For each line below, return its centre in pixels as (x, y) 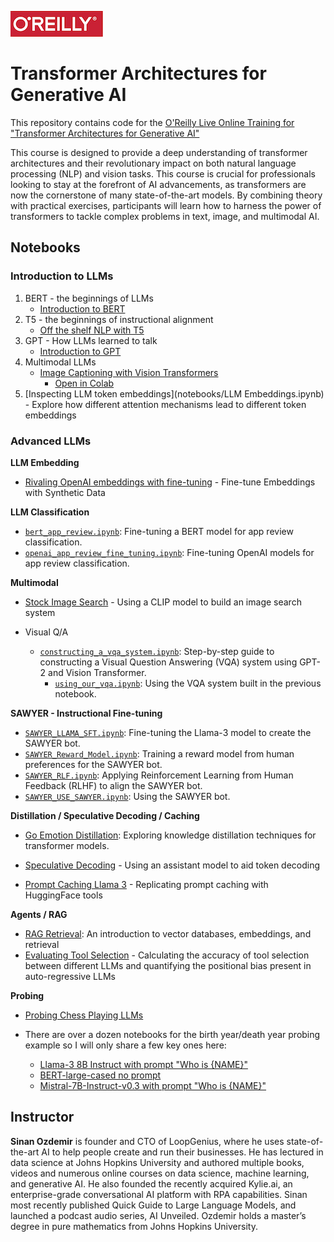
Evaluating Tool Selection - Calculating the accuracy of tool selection (167, 955)
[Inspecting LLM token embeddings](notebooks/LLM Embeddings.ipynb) (174, 393)
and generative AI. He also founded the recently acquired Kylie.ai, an (151, 1183)
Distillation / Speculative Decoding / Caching (105, 815)
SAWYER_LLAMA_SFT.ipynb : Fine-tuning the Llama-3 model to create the (168, 732)
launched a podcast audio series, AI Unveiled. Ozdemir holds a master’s (158, 1215)
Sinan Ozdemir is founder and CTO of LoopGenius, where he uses (147, 1141)
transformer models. (67, 845)
